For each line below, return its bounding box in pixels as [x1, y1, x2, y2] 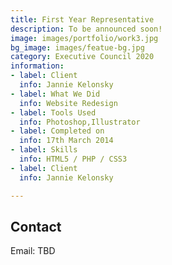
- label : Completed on [10, 126, 105, 136]
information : [10, 61, 65, 71]
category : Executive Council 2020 [10, 52, 155, 62]
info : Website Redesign [19, 98, 118, 108]
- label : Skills [10, 145, 78, 155]
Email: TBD [10, 245, 56, 257]
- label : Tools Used [10, 107, 97, 118]
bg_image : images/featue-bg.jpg [10, 42, 145, 53]
